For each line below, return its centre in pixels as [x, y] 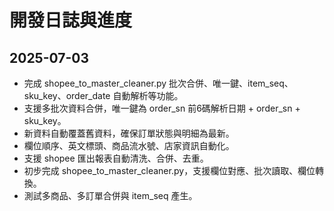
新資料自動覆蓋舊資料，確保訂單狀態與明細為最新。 [129, 133]
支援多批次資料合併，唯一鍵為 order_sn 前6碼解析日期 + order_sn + [162, 108]
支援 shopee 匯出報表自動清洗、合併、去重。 [116, 158]
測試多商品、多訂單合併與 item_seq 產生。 [110, 195]
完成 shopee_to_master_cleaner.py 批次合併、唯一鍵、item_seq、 [158, 83]
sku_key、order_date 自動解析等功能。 [103, 95]
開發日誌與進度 [71, 20]
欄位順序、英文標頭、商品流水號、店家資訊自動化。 [129, 145]
